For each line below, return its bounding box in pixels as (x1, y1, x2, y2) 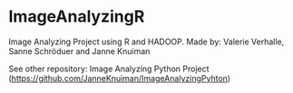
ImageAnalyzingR (8, 6, 145, 27)
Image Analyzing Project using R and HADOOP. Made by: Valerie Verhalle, (8, 36, 285, 47)
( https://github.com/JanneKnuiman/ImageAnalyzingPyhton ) (8, 72, 231, 83)
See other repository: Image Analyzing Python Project (8, 63, 210, 74)
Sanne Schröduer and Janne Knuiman (8, 45, 151, 56)
